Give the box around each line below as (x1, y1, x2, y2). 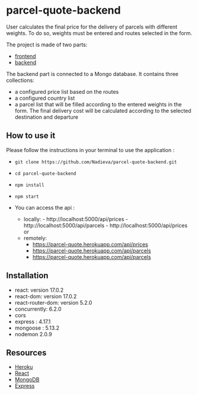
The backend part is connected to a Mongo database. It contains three (6, 70, 179, 77)
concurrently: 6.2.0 (14, 305, 62, 312)
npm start (14, 194, 40, 200)
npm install (14, 182, 44, 188)
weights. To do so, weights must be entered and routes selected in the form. (6, 29, 193, 36)
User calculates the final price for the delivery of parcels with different (6, 23, 178, 30)
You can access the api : (14, 204, 75, 211)
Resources (6, 347, 47, 358)
